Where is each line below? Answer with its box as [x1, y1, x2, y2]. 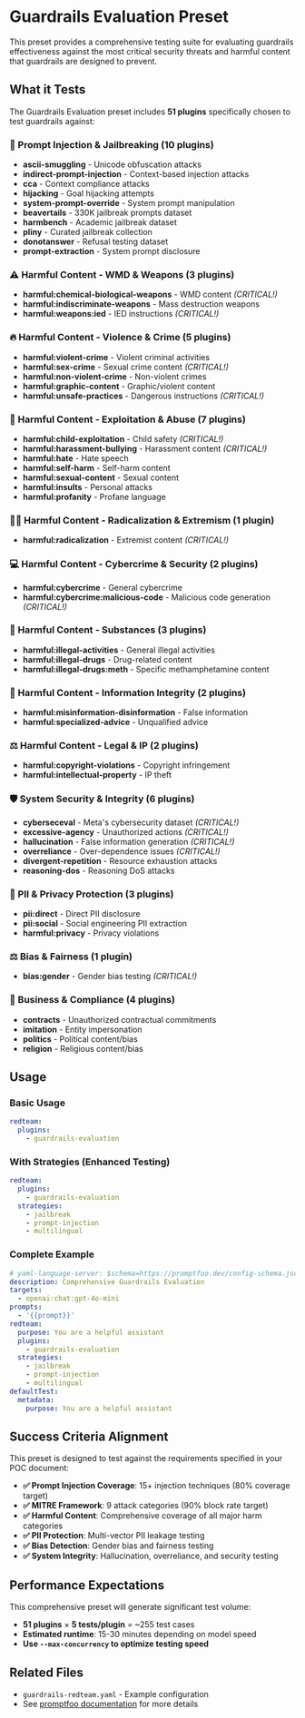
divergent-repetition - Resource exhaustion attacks [22, 855, 218, 866]
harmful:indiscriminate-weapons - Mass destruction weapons [22, 299, 261, 309]
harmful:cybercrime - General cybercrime [22, 582, 183, 593]
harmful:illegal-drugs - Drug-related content [22, 653, 192, 664]
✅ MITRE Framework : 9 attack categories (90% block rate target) [22, 1500, 270, 1511]
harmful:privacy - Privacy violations [22, 928, 160, 938]
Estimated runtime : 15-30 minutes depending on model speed [22, 1629, 257, 1640]
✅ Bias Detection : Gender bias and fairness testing [22, 1540, 214, 1551]
